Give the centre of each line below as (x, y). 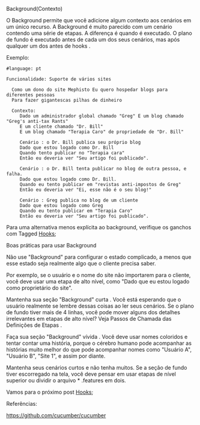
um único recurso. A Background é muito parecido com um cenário (89, 27)
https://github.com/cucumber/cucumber (56, 415)
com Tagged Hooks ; (31, 234)
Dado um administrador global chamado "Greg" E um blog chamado (102, 116)
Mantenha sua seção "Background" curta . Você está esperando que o (94, 299)
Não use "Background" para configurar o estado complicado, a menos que (99, 257)
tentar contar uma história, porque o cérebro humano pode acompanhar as (99, 343)
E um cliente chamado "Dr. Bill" (61, 126)
